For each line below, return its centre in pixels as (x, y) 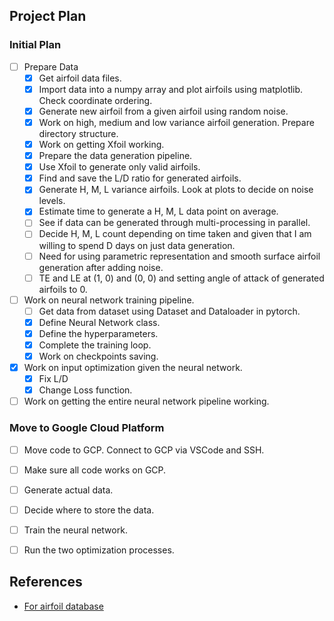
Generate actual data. (68, 490)
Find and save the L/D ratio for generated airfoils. (140, 178)
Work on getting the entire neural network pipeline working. (146, 401)
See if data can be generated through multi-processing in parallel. (174, 223)
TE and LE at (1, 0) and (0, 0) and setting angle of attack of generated (181, 278)
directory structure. (78, 133)
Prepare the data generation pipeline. (115, 156)
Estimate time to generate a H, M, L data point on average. (158, 211)
